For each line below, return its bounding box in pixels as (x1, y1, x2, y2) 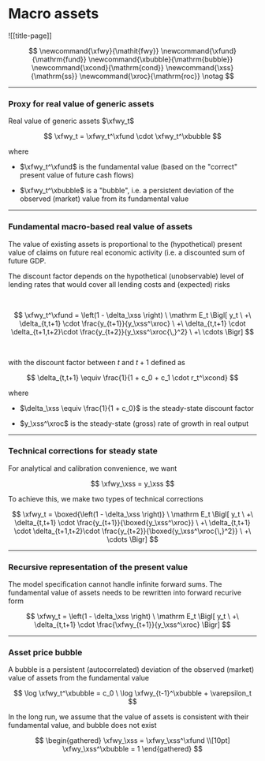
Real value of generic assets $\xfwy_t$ (8, 116, 135, 126)
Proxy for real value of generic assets (8, 98, 155, 109)
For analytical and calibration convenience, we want (8, 463, 177, 473)
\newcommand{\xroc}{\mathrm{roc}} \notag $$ (79, 71, 234, 80)
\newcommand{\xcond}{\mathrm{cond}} (31, 62, 164, 72)
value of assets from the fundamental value (8, 673, 150, 683)
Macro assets (8, 5, 99, 23)
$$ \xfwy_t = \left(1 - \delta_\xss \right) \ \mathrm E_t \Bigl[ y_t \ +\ (26, 612, 239, 621)
